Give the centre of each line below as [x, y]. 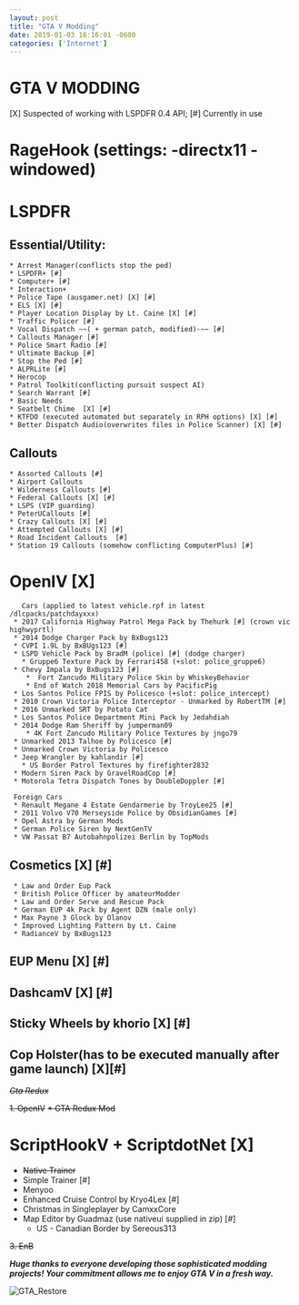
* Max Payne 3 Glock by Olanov [72, 918]
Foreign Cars [38, 798]
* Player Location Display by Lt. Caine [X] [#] [103, 314]
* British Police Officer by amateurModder [97, 893]
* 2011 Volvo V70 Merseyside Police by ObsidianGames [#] [125, 813]
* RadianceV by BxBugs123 [62, 933]
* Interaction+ [38, 290]
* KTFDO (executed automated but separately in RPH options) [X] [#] [144, 417]
